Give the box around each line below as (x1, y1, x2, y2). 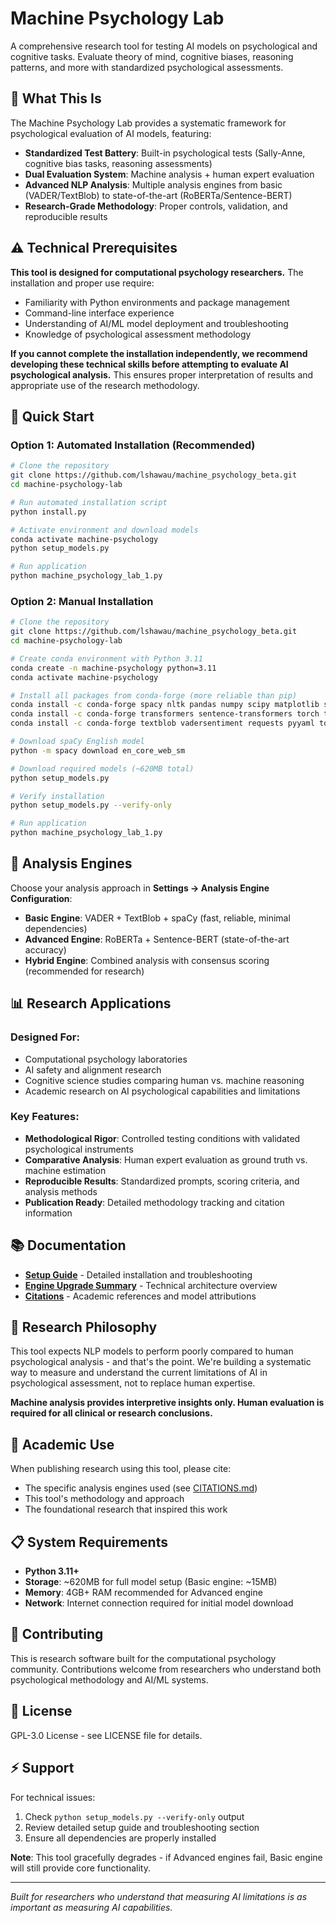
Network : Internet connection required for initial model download (24, 1597, 294, 1609)
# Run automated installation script (10, 497, 168, 507)
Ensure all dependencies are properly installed (24, 1832, 217, 1844)
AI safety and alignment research (24, 1063, 162, 1076)
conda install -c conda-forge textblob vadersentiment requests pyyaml (10, 718, 315, 729)
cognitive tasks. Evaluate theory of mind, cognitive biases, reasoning (10, 50, 294, 62)
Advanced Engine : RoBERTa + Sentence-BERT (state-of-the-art (24, 933, 290, 945)
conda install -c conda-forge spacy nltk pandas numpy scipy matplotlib (10, 700, 320, 710)
